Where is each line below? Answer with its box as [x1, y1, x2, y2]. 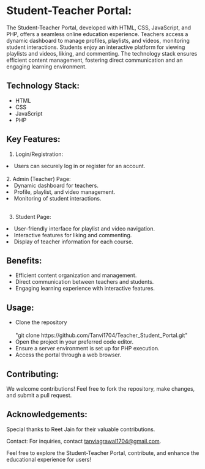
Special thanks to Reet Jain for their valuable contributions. [6, 426, 155, 433]
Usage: [6, 302, 35, 312]
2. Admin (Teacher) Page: [6, 175, 72, 182]
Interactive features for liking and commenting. [14, 231, 132, 238]
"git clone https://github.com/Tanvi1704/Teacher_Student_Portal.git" [15, 331, 188, 339]
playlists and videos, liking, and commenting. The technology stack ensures [6, 50, 198, 57]
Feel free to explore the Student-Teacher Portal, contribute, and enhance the [6, 449, 199, 456]
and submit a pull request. [6, 392, 72, 399]
